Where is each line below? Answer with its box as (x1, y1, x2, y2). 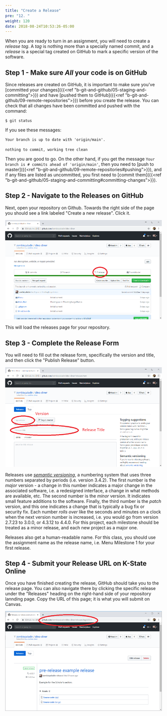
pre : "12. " (5, 13, 30, 18)
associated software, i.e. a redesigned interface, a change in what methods (5, 487, 160, 493)
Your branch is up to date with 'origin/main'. (5, 137, 106, 142)
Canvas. (5, 601, 22, 607)
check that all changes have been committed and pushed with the (5, 103, 140, 109)
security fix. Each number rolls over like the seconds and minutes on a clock (5, 508, 162, 515)
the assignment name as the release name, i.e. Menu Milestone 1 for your (5, 539, 155, 545)
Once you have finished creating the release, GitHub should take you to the (5, 580, 159, 586)
